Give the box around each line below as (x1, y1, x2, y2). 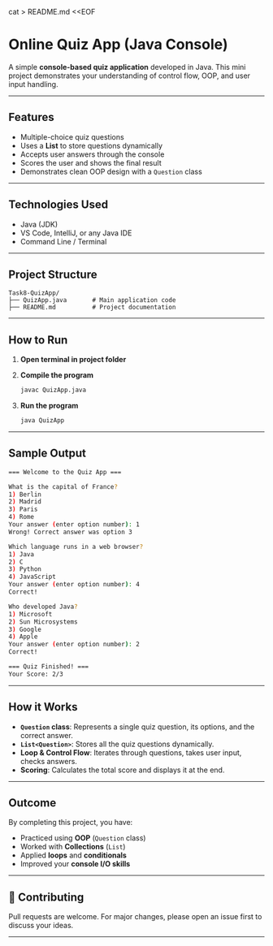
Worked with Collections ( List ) (19, 842, 126, 852)
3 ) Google (8, 625, 42, 633)
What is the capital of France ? (8, 482, 118, 490)
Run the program (19, 401, 79, 411)
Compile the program (19, 370, 94, 380)
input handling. (8, 79, 58, 89)
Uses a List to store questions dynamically (19, 140, 163, 150)
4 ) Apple (8, 633, 38, 641)
